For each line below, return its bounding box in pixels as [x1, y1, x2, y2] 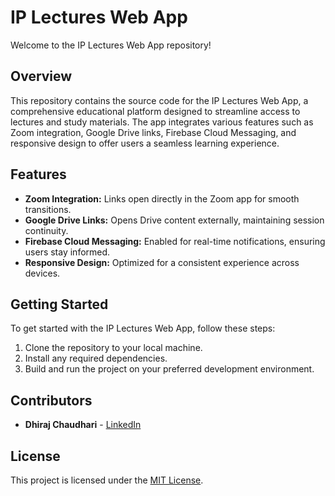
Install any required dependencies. [24, 352, 168, 365]
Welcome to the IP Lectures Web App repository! [10, 39, 212, 51]
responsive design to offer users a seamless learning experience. [10, 137, 280, 149]
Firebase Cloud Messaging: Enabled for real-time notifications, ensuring [24, 235, 326, 247]
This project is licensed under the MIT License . [10, 474, 204, 486]
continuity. [24, 224, 69, 236]
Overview [10, 68, 73, 85]
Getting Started [10, 296, 109, 313]
